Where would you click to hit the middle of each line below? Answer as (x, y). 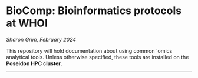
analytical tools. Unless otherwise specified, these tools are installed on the (98, 57)
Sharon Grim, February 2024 (41, 39)
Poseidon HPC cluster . (34, 63)
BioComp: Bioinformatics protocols (94, 11)
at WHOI (27, 23)
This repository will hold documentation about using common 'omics (89, 50)
